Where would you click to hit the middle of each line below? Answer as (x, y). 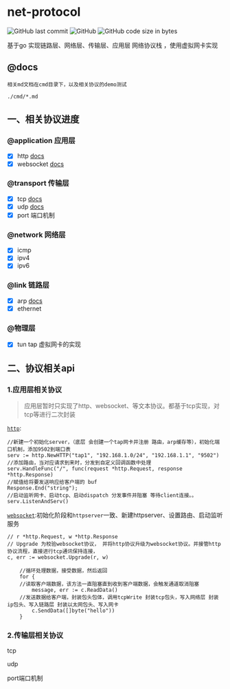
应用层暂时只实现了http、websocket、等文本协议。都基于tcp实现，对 (122, 406)
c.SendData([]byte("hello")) (73, 611)
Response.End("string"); (43, 488)
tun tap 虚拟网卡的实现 (49, 344)
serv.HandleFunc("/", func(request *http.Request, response (95, 469)
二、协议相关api (41, 368)
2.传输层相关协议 (35, 635)
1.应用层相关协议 (35, 390)
